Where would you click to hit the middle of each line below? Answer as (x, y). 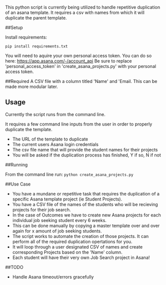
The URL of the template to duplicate (50, 139)
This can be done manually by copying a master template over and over (86, 225)
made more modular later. (32, 86)
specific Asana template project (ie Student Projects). (67, 199)
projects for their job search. (42, 209)
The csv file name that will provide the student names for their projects (85, 149)
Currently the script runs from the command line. (55, 114)
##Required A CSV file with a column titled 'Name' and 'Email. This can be (81, 81)
